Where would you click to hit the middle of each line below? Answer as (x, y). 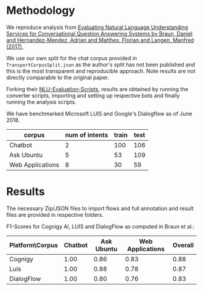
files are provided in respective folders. (55, 214)
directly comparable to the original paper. (58, 77)
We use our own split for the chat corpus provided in (72, 58)
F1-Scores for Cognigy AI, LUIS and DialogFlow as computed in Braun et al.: (101, 226)
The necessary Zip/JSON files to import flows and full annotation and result (100, 208)
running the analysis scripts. (41, 102)
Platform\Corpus (34, 245)
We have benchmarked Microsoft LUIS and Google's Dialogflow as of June (99, 114)
